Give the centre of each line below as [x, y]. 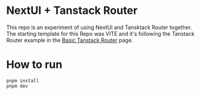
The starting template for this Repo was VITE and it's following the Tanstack [101, 33]
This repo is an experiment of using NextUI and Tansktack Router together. [99, 27]
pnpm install [23, 80]
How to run [34, 65]
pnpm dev [17, 86]
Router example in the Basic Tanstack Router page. [70, 40]
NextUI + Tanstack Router [72, 11]
